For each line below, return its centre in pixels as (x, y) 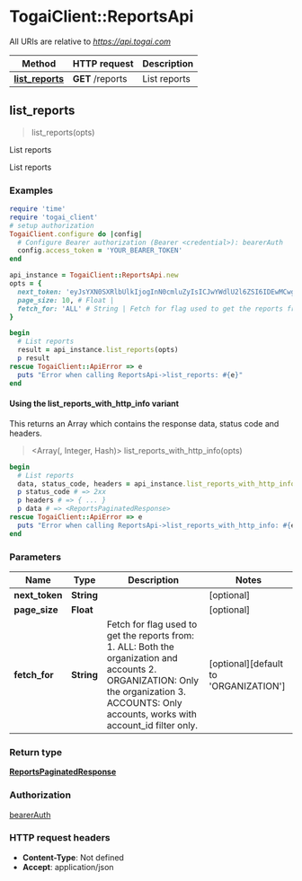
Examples (31, 190)
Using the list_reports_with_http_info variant (94, 404)
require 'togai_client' (54, 217)
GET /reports (100, 78)
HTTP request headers (60, 838)
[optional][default (246, 664)
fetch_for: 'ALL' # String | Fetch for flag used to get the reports (150, 308)
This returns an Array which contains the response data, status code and (144, 423)
